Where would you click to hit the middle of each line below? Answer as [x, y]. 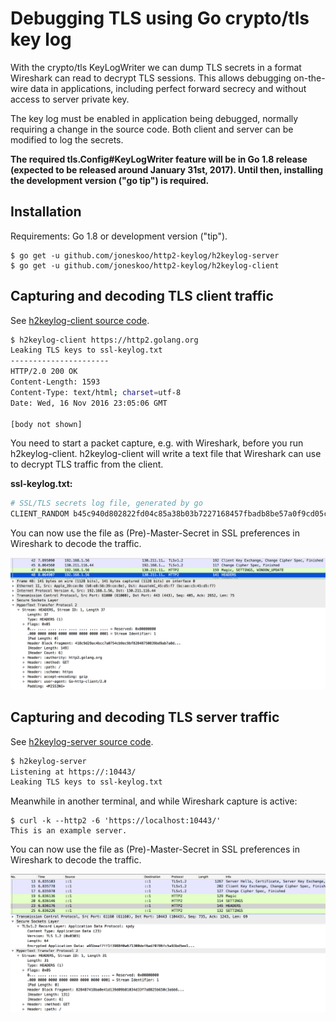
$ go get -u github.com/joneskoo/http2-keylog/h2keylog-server [145, 255]
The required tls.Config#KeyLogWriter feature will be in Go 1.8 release [159, 159]
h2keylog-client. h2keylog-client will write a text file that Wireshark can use [166, 454]
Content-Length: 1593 [55, 382]
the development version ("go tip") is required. [110, 180]
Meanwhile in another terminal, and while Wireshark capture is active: [154, 801]
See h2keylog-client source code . [80, 320]
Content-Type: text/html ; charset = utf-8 [96, 392]
